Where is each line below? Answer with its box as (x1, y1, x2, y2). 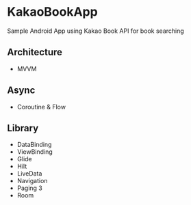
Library (7, 122, 39, 134)
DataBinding (16, 141, 52, 149)
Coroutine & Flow (16, 102, 66, 111)
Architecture (7, 46, 63, 58)
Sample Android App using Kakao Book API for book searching (7, 27, 185, 35)
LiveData (16, 169, 42, 178)
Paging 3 (16, 184, 43, 192)
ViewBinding (16, 148, 53, 156)
